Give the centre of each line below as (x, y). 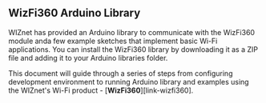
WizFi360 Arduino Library (75, 13)
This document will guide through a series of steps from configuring (121, 73)
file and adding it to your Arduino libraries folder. (88, 57)
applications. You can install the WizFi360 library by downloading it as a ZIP (133, 49)
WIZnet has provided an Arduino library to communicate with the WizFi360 (131, 32)
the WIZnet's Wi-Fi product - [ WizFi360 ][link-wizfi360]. (101, 90)
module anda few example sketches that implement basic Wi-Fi (113, 41)
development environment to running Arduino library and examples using (129, 81)
